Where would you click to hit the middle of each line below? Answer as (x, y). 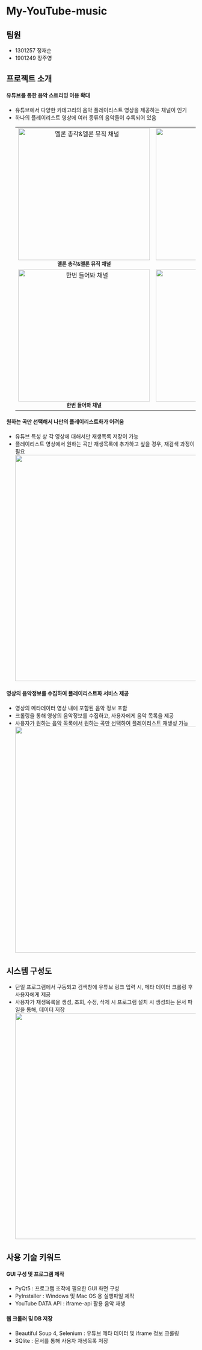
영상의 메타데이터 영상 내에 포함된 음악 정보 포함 (71, 708)
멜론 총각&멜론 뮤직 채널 (84, 264)
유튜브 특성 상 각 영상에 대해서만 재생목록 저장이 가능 (77, 436)
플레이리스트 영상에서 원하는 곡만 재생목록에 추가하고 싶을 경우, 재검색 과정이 (105, 444)
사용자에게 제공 (33, 994)
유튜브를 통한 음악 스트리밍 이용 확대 (48, 95)
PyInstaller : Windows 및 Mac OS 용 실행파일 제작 (75, 1296)
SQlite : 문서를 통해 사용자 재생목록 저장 (61, 1340)
